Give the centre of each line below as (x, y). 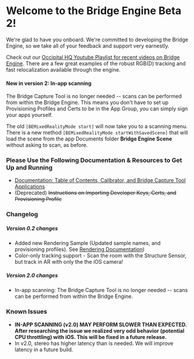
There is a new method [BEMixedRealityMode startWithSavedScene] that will (97, 133)
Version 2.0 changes (32, 275)
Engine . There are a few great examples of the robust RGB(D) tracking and (96, 63)
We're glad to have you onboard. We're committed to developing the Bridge (97, 39)
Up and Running (29, 167)
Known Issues (27, 311)
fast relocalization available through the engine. (63, 69)
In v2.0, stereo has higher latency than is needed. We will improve (94, 343)
